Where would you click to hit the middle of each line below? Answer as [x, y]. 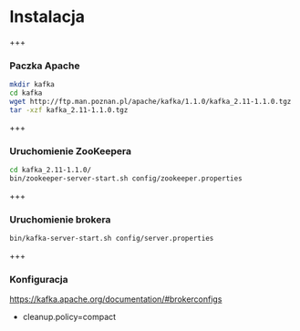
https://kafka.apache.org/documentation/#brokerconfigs [116, 299]
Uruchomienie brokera [60, 219]
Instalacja [47, 17]
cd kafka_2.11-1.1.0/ [51, 171]
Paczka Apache [45, 66]
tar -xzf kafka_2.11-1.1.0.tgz [69, 110]
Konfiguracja [39, 279]
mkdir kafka [32, 85]
